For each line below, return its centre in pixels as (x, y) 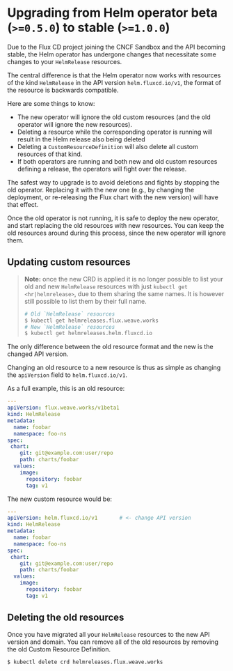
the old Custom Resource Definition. (59, 649)
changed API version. (38, 354)
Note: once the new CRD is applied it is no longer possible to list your (124, 279)
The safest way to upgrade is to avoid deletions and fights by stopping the (114, 182)
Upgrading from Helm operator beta (112, 13)
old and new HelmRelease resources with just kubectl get (106, 286)
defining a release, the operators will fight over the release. (102, 169)
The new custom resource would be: (60, 499)
